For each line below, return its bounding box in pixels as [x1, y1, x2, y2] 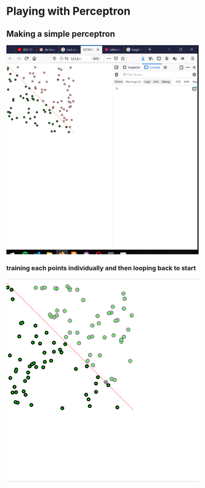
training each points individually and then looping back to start [6, 264, 196, 272]
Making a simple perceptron [6, 29, 115, 39]
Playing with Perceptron [6, 4, 131, 18]
